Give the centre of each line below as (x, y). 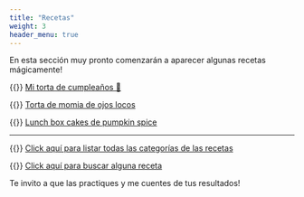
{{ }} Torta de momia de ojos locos (72, 105)
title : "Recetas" (42, 18)
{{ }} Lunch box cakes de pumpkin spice (83, 122)
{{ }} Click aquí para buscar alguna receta (86, 166)
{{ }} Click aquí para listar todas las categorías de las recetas (121, 148)
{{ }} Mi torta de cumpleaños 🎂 (66, 88)
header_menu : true (44, 34)
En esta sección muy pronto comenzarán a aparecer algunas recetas (138, 61)
